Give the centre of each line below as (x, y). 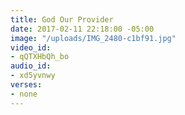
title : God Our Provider (62, 19)
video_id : (31, 47)
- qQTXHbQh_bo (40, 57)
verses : (26, 85)
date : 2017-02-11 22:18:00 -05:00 (82, 29)
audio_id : (31, 66)
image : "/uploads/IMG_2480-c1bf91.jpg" (93, 38)
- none (24, 94)
